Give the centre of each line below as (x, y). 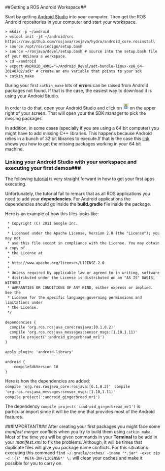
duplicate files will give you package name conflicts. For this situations (77, 448)
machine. (15, 149)
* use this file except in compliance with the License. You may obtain (83, 243)
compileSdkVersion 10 (36, 367)
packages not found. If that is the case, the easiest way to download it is (79, 91)
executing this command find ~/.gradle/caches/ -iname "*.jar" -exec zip (82, 453)
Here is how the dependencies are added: (48, 381)
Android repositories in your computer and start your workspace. (71, 22)
